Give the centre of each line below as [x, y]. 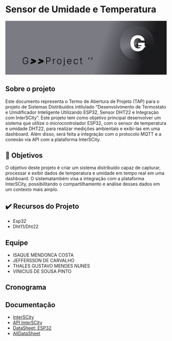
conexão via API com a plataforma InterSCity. [53, 139]
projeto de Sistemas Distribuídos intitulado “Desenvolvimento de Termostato [86, 106]
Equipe [17, 242]
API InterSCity [27, 323]
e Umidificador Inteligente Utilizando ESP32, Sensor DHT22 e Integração [82, 112]
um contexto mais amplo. [32, 189]
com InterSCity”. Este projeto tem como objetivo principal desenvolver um [83, 118]
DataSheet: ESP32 [32, 328]
